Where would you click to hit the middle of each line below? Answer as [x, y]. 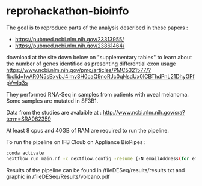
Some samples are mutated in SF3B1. [52, 101]
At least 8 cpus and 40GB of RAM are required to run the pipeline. [88, 130]
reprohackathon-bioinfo [68, 11]
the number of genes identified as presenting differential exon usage [91, 64]
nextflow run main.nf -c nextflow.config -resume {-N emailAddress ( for [98, 158]
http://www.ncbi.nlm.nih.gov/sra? [144, 112]
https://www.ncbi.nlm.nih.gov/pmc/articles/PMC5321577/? [79, 70]
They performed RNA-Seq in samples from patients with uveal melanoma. [98, 94]
